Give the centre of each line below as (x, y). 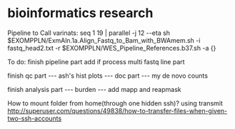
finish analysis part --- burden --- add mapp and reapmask (94, 89)
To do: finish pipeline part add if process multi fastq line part (96, 61)
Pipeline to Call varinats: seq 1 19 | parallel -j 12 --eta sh (89, 33)
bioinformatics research (80, 13)
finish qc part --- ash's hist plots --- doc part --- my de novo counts (108, 76)
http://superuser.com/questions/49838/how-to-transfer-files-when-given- (117, 110)
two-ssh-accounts (35, 118)
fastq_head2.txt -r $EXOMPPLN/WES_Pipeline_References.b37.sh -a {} (112, 48)
